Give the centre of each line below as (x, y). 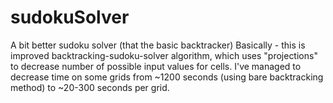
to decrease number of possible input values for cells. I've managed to (156, 66)
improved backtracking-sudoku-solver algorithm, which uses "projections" (164, 55)
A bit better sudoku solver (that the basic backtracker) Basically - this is (158, 45)
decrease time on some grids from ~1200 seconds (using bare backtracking (167, 77)
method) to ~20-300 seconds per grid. (90, 87)
